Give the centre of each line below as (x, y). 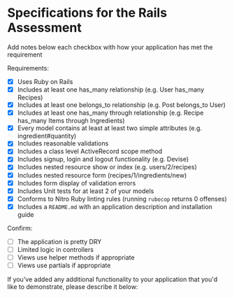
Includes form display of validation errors (76, 183)
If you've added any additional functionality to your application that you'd (112, 279)
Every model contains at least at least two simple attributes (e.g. (110, 128)
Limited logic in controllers (56, 249)
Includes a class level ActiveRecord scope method (90, 151)
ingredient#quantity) (47, 136)
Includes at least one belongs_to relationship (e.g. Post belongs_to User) (121, 105)
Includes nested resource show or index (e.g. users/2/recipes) (107, 167)
